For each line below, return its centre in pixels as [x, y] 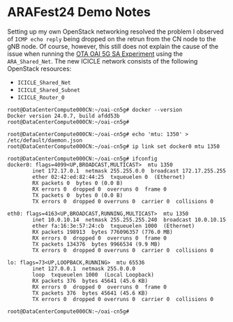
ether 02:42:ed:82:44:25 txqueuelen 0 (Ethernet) [109, 177]
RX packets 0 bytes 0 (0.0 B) [78, 183]
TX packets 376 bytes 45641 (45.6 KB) [90, 293]
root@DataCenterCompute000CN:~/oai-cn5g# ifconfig [82, 159]
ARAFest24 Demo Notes [79, 12]
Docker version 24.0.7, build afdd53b [63, 116]
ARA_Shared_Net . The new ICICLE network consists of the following [103, 61]
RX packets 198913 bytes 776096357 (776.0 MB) [103, 232]
